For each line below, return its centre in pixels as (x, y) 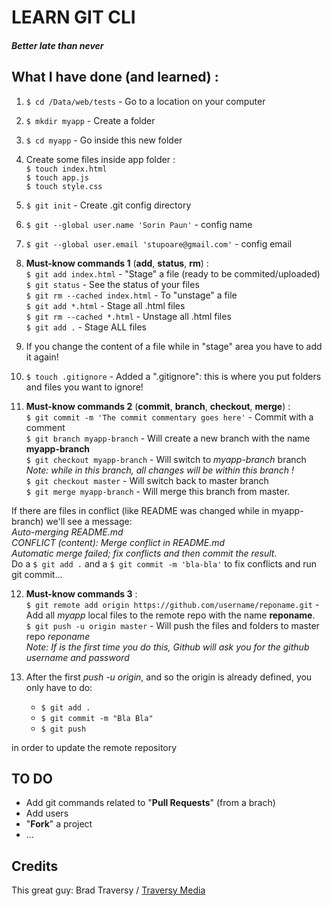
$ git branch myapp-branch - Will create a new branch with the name (168, 438)
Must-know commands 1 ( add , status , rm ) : (117, 263)
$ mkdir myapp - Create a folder (90, 120)
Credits (35, 866)
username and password (77, 657)
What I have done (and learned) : (115, 77)
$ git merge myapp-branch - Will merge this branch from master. (158, 491)
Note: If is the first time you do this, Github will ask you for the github (167, 647)
